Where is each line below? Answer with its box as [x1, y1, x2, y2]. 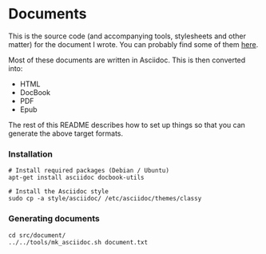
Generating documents [8, 213, 100, 224]
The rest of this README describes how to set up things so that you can [8, 120, 246, 129]
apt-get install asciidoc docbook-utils [8, 173, 145, 182]
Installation [8, 149, 54, 160]
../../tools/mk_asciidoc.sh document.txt [8, 238, 149, 246]
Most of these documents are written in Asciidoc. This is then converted [8, 55, 246, 65]
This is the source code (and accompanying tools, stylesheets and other [8, 31, 246, 41]
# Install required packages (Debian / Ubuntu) [8, 167, 170, 175]
